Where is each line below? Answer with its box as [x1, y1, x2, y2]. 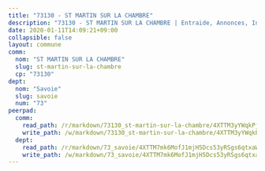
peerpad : [8, 107, 37, 115]
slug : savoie [15, 92, 58, 100]
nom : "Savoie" [15, 84, 62, 93]
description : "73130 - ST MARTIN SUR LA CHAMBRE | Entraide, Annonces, [8, 19, 248, 27]
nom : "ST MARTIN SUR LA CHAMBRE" [15, 56, 125, 64]
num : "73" [15, 99, 47, 107]
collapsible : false [8, 33, 73, 42]
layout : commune [8, 41, 62, 49]
